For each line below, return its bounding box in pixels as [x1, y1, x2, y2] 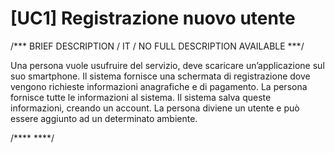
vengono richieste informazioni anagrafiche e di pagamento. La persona [10, 80, 308, 92]
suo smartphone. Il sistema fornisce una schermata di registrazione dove [10, 70, 311, 82]
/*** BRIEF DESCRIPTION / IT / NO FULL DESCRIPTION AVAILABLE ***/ [10, 40, 305, 52]
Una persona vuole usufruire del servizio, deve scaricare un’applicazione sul [10, 59, 325, 71]
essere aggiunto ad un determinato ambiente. [10, 112, 198, 124]
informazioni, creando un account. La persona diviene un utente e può [10, 102, 300, 114]
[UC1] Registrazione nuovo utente [10, 7, 296, 30]
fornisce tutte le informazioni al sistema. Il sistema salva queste [10, 91, 272, 103]
